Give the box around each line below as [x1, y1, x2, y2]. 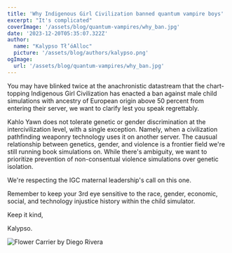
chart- [206, 81, 224, 90]
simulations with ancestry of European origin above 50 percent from [7, 96, 205, 105]
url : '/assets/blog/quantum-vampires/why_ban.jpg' [13, 62, 165, 69]
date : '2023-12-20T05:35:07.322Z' [7, 29, 109, 37]
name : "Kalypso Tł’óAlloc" [13, 43, 93, 50]
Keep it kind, [7, 210, 43, 219]
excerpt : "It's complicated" [7, 17, 93, 24]
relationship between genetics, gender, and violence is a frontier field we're [7, 139, 226, 148]
